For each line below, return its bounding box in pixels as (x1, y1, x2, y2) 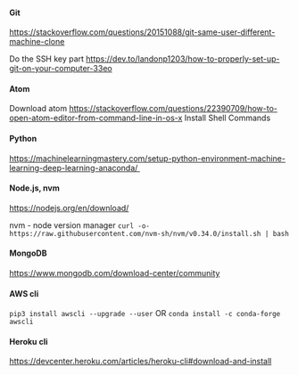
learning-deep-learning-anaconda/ (9, 162, 138, 173)
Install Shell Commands (184, 112, 271, 124)
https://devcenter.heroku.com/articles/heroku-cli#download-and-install (9, 356, 272, 367)
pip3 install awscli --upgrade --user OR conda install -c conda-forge (9, 308, 281, 319)
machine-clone (9, 37, 65, 47)
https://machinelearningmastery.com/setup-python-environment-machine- (9, 152, 286, 164)
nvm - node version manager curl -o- (9, 219, 150, 231)
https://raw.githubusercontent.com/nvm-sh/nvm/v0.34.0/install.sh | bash (9, 229, 290, 238)
